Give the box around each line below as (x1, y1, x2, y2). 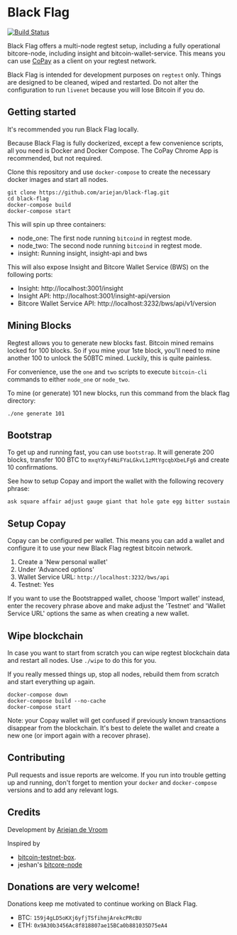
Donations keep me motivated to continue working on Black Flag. (7, 899, 198, 908)
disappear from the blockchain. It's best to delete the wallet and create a (7, 724, 220, 732)
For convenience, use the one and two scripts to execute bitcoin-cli (7, 367, 208, 376)
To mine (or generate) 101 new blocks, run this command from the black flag (7, 389, 230, 397)
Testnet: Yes (17, 580, 55, 589)
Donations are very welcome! (7, 881, 140, 893)
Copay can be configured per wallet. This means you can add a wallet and (7, 536, 225, 545)
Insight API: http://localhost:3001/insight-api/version (17, 291, 170, 300)
